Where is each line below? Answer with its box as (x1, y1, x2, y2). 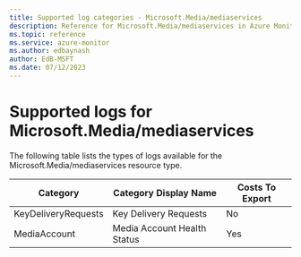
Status (112, 233, 140, 245)
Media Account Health (112, 221, 207, 234)
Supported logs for (9, 102, 153, 122)
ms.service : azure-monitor (9, 38, 110, 47)
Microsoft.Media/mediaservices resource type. (9, 159, 183, 170)
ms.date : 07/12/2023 (9, 64, 87, 73)
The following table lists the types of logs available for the (9, 150, 223, 161)
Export (241, 192, 271, 204)
